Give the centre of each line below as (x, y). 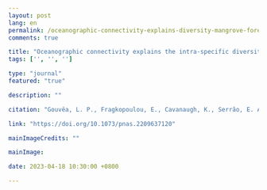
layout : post (30, 15)
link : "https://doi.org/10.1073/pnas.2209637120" (92, 123)
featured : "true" (37, 81)
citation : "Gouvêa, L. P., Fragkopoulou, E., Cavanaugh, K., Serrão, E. (131, 109)
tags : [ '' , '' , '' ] (41, 59)
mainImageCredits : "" (44, 138)
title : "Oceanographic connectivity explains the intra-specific (118, 52)
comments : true (33, 38)
